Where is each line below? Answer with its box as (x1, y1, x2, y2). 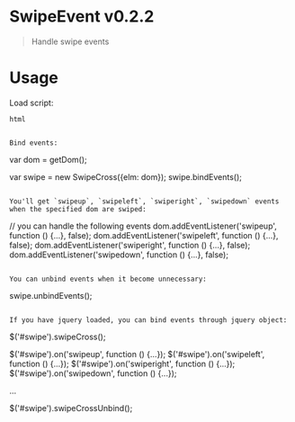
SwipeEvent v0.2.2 (9, 6, 155, 27)
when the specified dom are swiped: (9, 204, 147, 213)
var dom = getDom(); (9, 154, 87, 165)
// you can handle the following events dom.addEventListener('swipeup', (9, 220, 277, 231)
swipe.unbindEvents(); (9, 290, 93, 301)
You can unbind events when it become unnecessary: (9, 274, 207, 283)
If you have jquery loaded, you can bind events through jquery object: (9, 315, 288, 325)
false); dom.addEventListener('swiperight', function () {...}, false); (9, 239, 251, 250)
